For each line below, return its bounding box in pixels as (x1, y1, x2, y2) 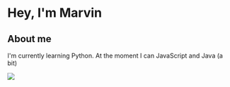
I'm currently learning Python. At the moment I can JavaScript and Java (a (7, 51, 223, 60)
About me (7, 33, 52, 45)
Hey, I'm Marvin (7, 5, 103, 21)
